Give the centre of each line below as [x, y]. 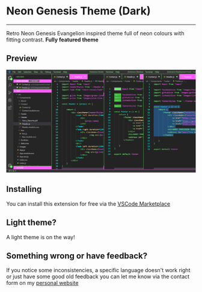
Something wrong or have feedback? [77, 256]
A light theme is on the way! [41, 237]
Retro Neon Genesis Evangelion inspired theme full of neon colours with [95, 33]
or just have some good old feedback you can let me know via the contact [98, 276]
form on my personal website [42, 283]
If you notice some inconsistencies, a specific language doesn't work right [98, 270]
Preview [22, 58]
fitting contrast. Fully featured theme [53, 40]
